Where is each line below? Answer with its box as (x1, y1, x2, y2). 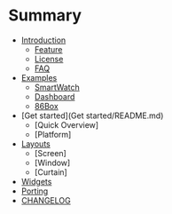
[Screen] (34, 147, 67, 158)
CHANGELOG (20, 194, 72, 205)
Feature (34, 44, 63, 54)
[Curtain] (34, 166, 67, 178)
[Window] (34, 157, 71, 168)
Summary (8, 5, 82, 26)
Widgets (20, 176, 52, 186)
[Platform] (34, 129, 72, 139)
